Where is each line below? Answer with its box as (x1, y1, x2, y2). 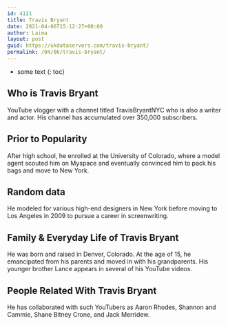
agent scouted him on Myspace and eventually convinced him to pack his (7, 159, 216, 167)
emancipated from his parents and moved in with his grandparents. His (7, 257, 209, 266)
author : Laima (7, 29, 48, 37)
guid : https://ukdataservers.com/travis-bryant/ (7, 42, 149, 49)
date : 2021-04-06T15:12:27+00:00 (7, 23, 103, 30)
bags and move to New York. (7, 166, 90, 175)
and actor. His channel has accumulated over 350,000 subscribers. (7, 113, 198, 121)
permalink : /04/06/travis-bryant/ (7, 49, 107, 56)
